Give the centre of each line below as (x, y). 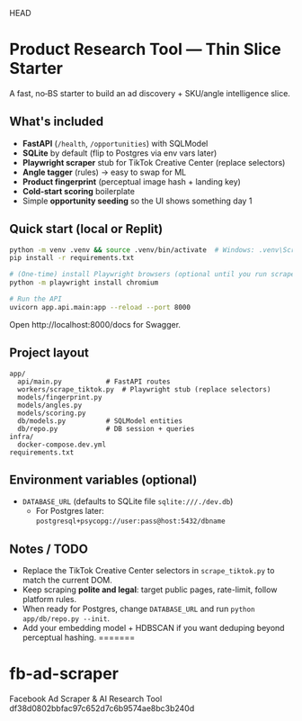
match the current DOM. (67, 581)
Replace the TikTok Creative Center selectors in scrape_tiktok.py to (148, 571)
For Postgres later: (70, 511)
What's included (57, 122)
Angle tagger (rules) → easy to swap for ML (104, 172)
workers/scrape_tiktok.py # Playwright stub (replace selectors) (144, 389)
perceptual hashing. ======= (79, 637)
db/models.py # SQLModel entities (100, 421)
